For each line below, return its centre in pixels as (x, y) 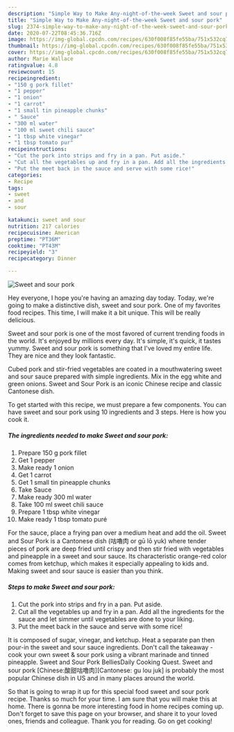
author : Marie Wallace (41, 59)
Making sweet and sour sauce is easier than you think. (86, 571)
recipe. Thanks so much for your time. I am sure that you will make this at (112, 699)
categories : (25, 175)
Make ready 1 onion (46, 467)
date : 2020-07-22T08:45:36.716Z (55, 33)
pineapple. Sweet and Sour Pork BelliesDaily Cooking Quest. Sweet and (110, 662)
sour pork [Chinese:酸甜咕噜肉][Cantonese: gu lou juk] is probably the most (116, 670)
